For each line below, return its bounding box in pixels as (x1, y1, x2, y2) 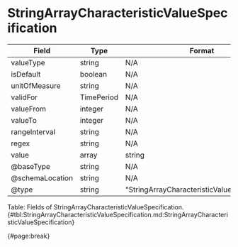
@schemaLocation (11, 172, 73, 182)
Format (189, 45, 215, 55)
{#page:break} (7, 231, 50, 240)
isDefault (11, 69, 41, 79)
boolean (79, 69, 108, 79)
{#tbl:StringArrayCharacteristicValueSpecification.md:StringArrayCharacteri (7, 210, 229, 219)
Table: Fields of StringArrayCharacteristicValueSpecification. (7, 202, 184, 211)
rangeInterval (11, 126, 55, 136)
